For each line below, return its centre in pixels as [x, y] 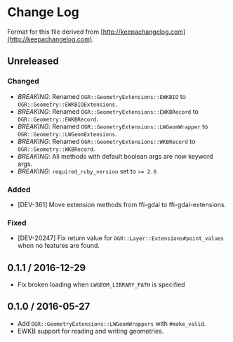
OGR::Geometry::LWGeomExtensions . [67, 133]
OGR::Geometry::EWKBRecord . [58, 119]
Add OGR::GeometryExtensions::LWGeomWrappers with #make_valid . [112, 323]
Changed [24, 81]
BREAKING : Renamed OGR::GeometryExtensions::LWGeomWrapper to [113, 126]
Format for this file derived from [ [55, 32]
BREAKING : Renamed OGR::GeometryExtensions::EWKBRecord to [108, 111]
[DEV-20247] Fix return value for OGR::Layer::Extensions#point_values [121, 238]
